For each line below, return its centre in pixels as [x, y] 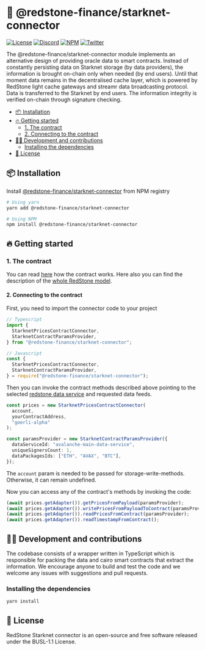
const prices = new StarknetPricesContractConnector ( [76, 405]
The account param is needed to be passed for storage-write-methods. [95, 473]
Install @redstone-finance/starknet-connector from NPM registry [88, 191]
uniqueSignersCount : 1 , [42, 450]
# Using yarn [23, 202]
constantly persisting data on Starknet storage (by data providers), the [95, 67]
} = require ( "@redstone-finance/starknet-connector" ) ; [77, 376]
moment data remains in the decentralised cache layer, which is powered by [102, 80]
